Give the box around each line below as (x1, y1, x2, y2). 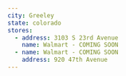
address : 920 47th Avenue (22, 56, 108, 64)
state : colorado (7, 19, 61, 27)
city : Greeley (7, 11, 55, 20)
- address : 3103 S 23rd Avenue (14, 33, 119, 42)
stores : (7, 26, 33, 34)
